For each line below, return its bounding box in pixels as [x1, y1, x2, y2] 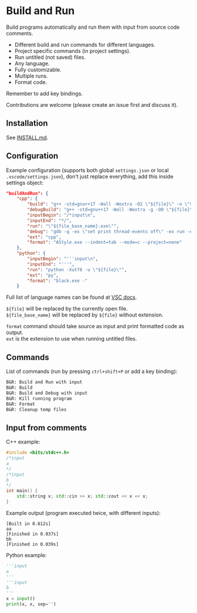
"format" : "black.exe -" [27, 278, 88, 284]
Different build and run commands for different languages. [14, 41, 155, 48]
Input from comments [6, 423, 87, 433]
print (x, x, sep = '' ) [6, 601, 57, 607]
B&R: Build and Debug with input [6, 390, 88, 396]
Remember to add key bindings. [6, 90, 83, 97]
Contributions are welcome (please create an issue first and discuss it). [6, 101, 178, 108]
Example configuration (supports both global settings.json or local [6, 166, 169, 174]
